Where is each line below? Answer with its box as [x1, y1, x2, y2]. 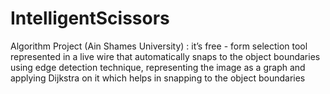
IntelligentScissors [10, 7, 170, 30]
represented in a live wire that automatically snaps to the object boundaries [10, 50, 321, 62]
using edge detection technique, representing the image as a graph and [10, 61, 306, 73]
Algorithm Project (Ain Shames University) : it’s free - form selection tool [10, 40, 308, 52]
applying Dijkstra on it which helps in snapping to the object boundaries [10, 72, 306, 84]
